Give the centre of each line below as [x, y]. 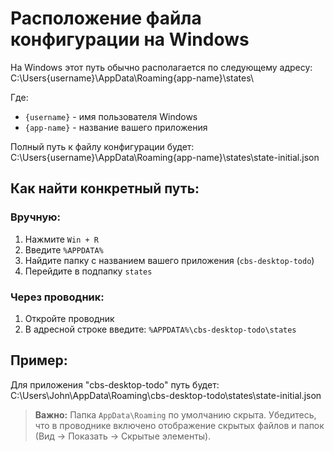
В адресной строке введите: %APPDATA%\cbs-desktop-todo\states [160, 329]
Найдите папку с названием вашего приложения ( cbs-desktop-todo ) [169, 260]
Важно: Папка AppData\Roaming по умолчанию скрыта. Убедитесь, [175, 414]
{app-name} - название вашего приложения [116, 127]
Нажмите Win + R [61, 239]
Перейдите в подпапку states [88, 271]
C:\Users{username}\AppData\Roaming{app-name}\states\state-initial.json [165, 157]
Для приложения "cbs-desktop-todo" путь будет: [115, 384]
